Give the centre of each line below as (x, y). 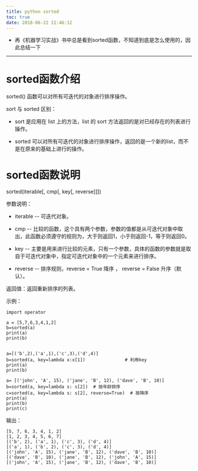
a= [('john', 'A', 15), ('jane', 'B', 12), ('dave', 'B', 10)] (85, 381)
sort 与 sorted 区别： (32, 109)
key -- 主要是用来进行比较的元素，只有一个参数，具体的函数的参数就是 (100, 249)
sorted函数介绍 (43, 79)
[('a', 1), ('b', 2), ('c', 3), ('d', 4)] (59, 447)
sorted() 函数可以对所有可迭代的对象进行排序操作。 (68, 97)
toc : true (18, 17)
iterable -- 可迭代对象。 (43, 217)
